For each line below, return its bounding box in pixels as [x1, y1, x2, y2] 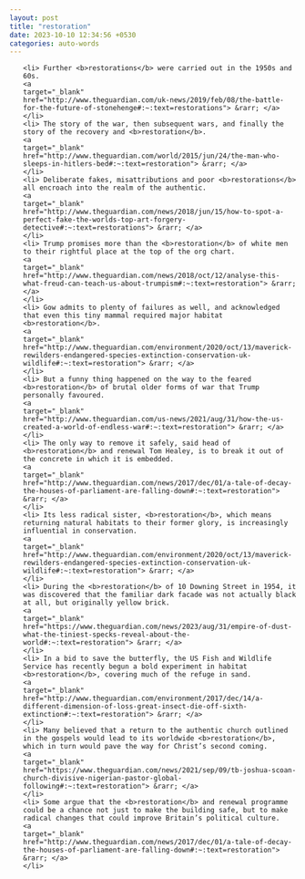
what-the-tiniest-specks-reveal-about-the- [22, 630, 191, 639]
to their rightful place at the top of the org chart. [22, 247, 236, 256]
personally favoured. [22, 391, 105, 400]
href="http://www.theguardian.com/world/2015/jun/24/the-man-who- [22, 151, 280, 160]
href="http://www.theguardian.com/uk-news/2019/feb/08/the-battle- [22, 96, 284, 105]
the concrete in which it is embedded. [22, 455, 175, 464]
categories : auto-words [9, 38, 100, 48]
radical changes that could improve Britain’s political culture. [22, 813, 280, 823]
